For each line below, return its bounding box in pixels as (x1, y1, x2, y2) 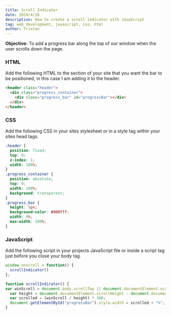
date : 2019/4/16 (5, 12, 40, 17)
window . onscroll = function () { (5, 263, 74, 268)
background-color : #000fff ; (10, 209, 70, 215)
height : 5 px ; (10, 205, 38, 210)
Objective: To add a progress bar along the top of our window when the (5, 40, 156, 46)
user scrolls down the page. (5, 46, 64, 52)
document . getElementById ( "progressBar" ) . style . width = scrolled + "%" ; (10, 300, 165, 306)
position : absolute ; (10, 176, 53, 181)
